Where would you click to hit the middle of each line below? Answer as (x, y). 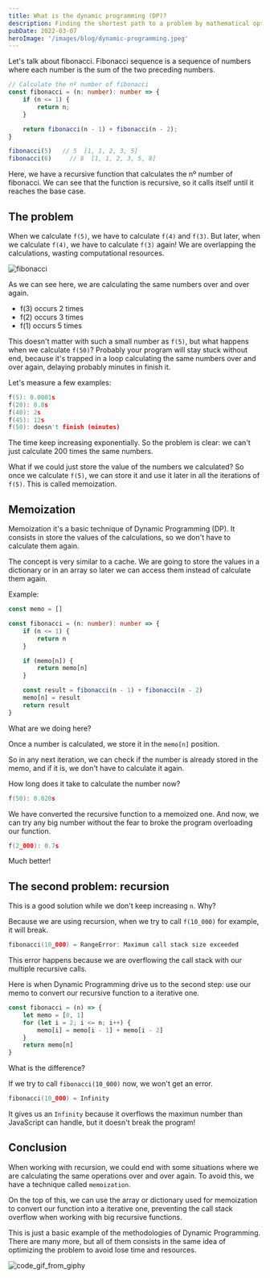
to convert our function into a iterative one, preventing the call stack (121, 1208)
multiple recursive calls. (47, 969)
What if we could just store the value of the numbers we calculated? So (126, 467)
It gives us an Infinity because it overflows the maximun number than (126, 1114)
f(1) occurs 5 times (51, 325)
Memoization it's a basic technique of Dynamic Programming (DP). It (122, 529)
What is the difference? (47, 1068)
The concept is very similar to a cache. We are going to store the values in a (134, 562)
